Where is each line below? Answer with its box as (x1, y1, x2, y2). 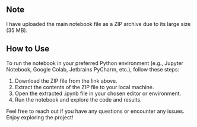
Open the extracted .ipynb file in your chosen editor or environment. (14, 90, 182, 97)
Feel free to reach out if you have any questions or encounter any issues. (6, 108, 185, 115)
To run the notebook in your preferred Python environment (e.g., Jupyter (6, 59, 184, 67)
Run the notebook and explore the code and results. (14, 96, 142, 103)
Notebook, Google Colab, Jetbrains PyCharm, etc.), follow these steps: (6, 66, 180, 73)
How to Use (6, 44, 50, 54)
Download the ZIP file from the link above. (14, 77, 117, 84)
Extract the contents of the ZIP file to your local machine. (14, 83, 154, 90)
